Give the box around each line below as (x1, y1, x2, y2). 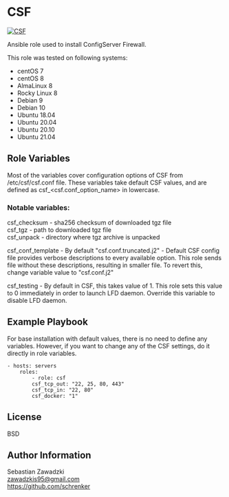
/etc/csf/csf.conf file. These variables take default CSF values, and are (7, 178, 208, 187)
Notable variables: (7, 202, 70, 212)
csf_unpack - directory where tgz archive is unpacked (7, 233, 160, 242)
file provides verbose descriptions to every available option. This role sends (7, 254, 222, 262)
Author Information (7, 450, 91, 461)
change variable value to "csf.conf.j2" (7, 268, 114, 277)
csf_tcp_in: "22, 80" (32, 386, 94, 393)
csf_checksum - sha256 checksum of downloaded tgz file (7, 218, 172, 227)
